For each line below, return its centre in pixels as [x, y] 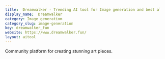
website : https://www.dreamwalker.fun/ [46, 32]
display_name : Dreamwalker [34, 14]
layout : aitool [21, 37]
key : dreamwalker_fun [27, 28]
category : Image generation [34, 19]
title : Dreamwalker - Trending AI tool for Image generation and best [80, 10]
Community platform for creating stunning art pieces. [59, 51]
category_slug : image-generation [39, 23]
